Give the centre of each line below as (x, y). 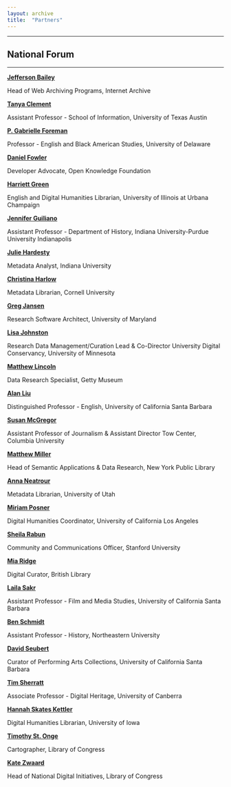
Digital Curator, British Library (49, 575)
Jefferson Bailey (31, 77)
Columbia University (36, 441)
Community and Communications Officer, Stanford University (94, 548)
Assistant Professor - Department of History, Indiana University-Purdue (108, 232)
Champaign (23, 205)
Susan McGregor (32, 420)
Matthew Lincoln (32, 367)
